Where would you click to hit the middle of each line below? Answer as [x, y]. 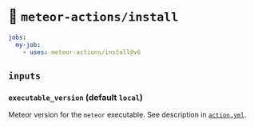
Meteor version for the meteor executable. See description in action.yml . [127, 115]
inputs [25, 76]
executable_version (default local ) [76, 97]
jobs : [17, 37]
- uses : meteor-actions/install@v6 [82, 52]
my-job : [28, 44]
